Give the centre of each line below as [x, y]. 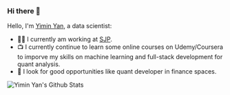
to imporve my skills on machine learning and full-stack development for [120, 57]
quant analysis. [39, 64]
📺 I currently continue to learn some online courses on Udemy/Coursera [120, 47]
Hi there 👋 [24, 11]
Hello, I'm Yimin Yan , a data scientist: [60, 26]
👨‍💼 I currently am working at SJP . [64, 39]
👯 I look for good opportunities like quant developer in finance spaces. [117, 72]
